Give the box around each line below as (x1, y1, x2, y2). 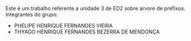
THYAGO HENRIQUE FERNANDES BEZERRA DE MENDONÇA (13, 28, 160, 35)
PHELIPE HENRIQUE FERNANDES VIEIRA (13, 23, 113, 29)
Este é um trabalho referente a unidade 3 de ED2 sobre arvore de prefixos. (5, 5, 186, 12)
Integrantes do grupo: (5, 11, 58, 18)
